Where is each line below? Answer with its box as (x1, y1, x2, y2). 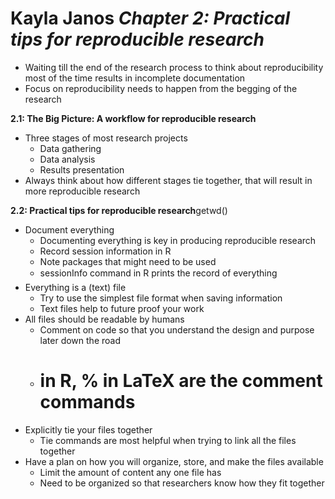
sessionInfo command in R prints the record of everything (39, 267, 278, 279)
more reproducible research (24, 185, 141, 197)
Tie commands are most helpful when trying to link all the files (39, 434, 297, 446)
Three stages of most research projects (24, 132, 188, 144)
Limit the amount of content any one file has (39, 466, 222, 478)
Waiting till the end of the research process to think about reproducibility (24, 61, 324, 73)
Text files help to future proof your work (39, 302, 205, 314)
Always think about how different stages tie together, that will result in (24, 174, 313, 186)
